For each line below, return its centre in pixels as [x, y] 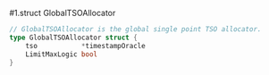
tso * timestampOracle [85, 46]
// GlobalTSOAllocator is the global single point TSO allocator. [135, 29]
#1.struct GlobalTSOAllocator [63, 13]
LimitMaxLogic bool [62, 54]
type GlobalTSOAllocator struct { [74, 37]
